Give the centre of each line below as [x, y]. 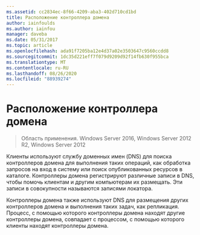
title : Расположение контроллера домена [58, 17]
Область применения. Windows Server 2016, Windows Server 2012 [106, 139]
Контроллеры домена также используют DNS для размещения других [97, 200]
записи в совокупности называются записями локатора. [79, 189]
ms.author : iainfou [31, 29]
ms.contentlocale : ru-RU [37, 68]
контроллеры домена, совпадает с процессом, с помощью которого [95, 219]
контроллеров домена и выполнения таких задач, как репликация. [93, 207]
